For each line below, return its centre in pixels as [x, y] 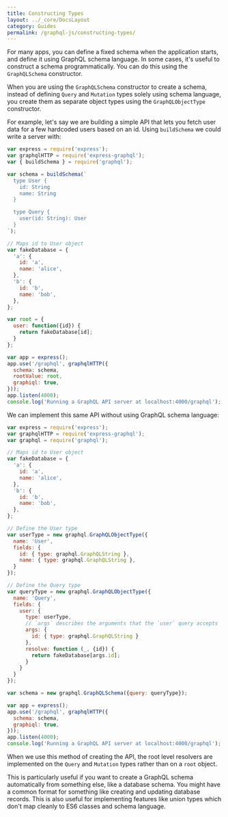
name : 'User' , [33, 541]
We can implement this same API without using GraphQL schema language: [113, 415]
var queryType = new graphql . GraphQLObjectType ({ [79, 592]
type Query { [32, 212]
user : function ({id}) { [47, 326]
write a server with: [34, 137]
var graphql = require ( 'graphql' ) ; [58, 440]
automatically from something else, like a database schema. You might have [114, 784]
